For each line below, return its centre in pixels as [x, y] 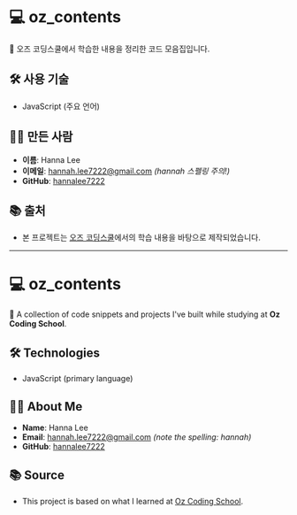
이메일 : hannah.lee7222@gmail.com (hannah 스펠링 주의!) [126, 171]
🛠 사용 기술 [39, 79]
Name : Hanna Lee [55, 427]
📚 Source [37, 476]
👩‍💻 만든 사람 [41, 137]
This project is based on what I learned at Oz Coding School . [133, 501]
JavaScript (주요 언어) [61, 106]
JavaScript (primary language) [77, 379]
